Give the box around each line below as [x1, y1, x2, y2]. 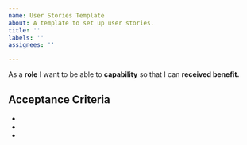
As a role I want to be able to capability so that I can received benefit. [8, 70, 240, 79]
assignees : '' [8, 41, 56, 49]
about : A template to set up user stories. [8, 19, 155, 27]
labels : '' [8, 33, 44, 42]
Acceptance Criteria [8, 93, 110, 106]
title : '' [8, 26, 41, 34]
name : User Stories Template [8, 11, 105, 20]
